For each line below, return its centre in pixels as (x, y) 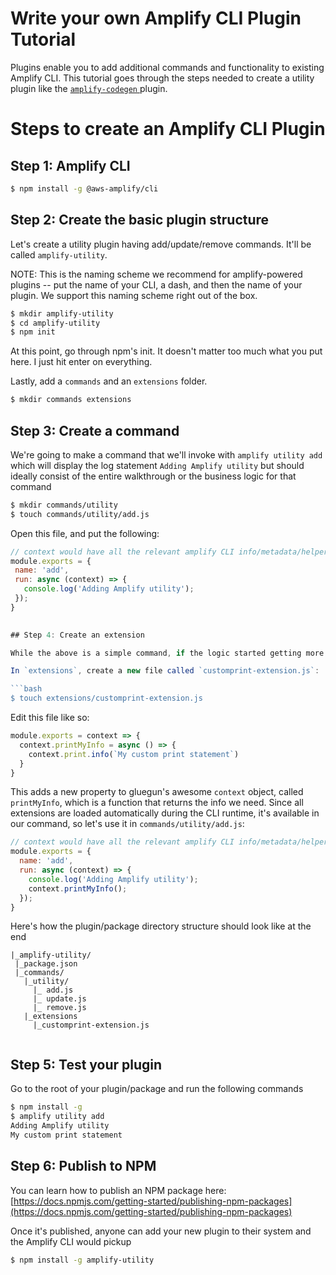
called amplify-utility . (59, 254)
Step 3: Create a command (95, 430)
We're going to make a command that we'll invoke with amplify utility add (166, 454)
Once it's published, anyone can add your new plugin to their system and (161, 1231)
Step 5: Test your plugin (86, 1064)
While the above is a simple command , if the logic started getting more (167, 653)
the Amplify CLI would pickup (71, 1241)
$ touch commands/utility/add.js (80, 514)
